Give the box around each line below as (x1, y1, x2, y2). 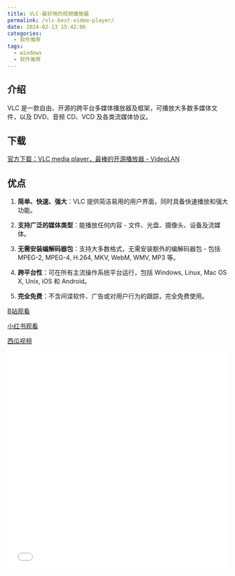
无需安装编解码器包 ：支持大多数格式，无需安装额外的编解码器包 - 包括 (17, 245, 221, 253)
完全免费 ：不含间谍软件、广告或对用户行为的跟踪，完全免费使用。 (17, 292, 208, 300)
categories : (7, 29, 42, 37)
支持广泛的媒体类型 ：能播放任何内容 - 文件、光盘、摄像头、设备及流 (17, 221, 215, 229)
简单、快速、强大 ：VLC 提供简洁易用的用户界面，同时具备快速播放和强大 (17, 197, 229, 206)
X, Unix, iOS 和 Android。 (17, 277, 91, 286)
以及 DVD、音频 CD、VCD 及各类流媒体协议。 (19, 112, 152, 121)
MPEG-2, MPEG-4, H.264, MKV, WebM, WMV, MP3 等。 (17, 253, 180, 262)
